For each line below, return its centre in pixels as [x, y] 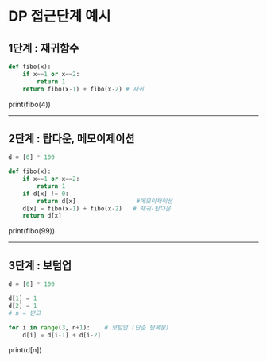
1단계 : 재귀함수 [44, 48]
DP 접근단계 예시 [60, 16]
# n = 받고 [25, 313]
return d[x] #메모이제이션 [105, 201]
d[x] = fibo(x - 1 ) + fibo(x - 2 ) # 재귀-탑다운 [97, 208]
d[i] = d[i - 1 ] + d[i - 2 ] [62, 335]
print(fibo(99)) [32, 231]
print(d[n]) [25, 350]
